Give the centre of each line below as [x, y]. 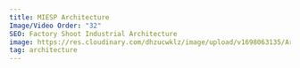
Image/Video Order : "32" [55, 26]
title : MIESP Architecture [59, 17]
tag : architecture [43, 50]
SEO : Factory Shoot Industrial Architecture [93, 34]
